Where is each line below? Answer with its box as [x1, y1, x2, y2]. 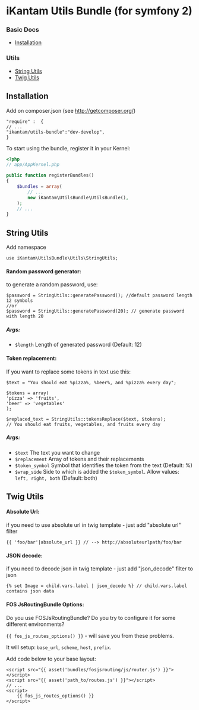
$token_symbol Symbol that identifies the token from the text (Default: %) [14, 461, 193, 469]
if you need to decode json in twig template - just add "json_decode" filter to [6, 565, 193, 572]
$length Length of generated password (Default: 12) [14, 341, 142, 348]
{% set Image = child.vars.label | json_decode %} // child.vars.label [6, 583, 187, 589]
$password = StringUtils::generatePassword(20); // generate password [6, 308, 185, 314]
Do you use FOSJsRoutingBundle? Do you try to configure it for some [6, 614, 176, 621]
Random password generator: [6, 267, 81, 275]
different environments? [6, 621, 65, 628]
